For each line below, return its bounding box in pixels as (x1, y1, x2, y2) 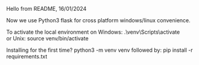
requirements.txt (6, 53, 48, 60)
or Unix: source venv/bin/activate (6, 35, 89, 42)
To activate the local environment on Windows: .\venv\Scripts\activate (6, 28, 180, 36)
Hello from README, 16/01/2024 (6, 5, 87, 12)
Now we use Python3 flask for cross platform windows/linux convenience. (6, 17, 191, 23)
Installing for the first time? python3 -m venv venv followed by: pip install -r (6, 46, 193, 54)
